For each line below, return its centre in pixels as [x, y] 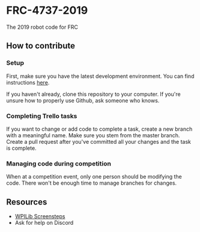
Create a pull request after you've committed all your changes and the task [98, 141]
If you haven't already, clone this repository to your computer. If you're [94, 94]
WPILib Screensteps [40, 216]
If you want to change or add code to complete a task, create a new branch [99, 129]
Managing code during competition [59, 164]
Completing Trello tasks [42, 116]
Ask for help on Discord [44, 223]
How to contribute [41, 46]
